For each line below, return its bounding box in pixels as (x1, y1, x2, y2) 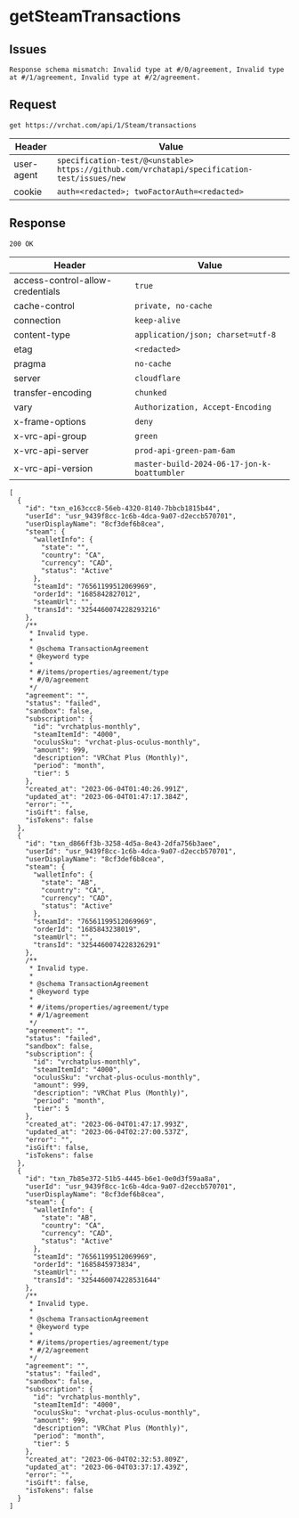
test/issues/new (56, 173, 126, 184)
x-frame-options (13, 415, 86, 428)
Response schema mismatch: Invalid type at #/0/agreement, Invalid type (9, 65, 285, 74)
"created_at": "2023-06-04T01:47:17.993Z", (25, 1120, 190, 1129)
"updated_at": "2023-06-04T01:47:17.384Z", (25, 792, 190, 801)
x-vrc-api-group (13, 429, 87, 442)
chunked (134, 388, 167, 397)
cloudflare (134, 372, 181, 383)
